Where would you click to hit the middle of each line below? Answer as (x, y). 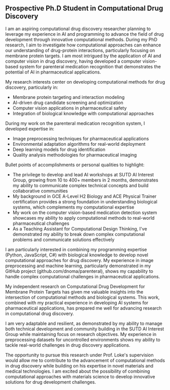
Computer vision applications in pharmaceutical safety (70, 108)
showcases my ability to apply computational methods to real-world (83, 218)
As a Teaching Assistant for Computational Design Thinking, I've (80, 228)
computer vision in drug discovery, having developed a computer (73, 61)
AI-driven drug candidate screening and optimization (68, 102)
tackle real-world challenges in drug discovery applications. (68, 345)
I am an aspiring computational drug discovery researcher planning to (78, 29)
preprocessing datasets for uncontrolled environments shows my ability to (83, 340)
